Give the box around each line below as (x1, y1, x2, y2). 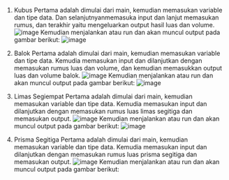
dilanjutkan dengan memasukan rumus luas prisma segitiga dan (13, 150, 198, 158)
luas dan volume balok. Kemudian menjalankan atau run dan (13, 71, 214, 80)
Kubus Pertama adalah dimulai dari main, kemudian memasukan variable (13, 6, 223, 14)
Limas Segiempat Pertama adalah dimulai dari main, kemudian (13, 92, 193, 100)
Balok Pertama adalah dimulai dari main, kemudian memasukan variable (13, 49, 221, 57)
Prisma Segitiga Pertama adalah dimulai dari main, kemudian (13, 135, 189, 144)
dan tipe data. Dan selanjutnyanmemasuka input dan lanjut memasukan (13, 13, 219, 22)
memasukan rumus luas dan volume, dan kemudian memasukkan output (13, 64, 222, 72)
